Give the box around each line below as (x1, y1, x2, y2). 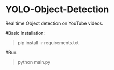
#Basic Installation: (5, 30, 45, 36)
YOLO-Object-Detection (5, 4, 109, 15)
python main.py (17, 59, 51, 65)
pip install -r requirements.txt (17, 39, 79, 46)
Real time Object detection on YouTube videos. (5, 20, 103, 26)
